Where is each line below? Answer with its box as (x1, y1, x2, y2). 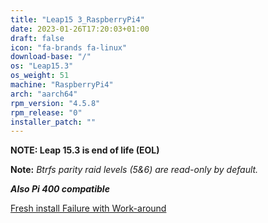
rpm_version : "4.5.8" (10, 98, 101, 108)
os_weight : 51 (10, 71, 70, 81)
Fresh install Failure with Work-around (10, 202, 167, 215)
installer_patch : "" (10, 117, 97, 127)
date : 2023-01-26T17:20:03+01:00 (10, 24, 150, 34)
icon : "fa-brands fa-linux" (10, 42, 128, 53)
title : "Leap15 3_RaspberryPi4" (10, 14, 145, 25)
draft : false (10, 33, 65, 43)
